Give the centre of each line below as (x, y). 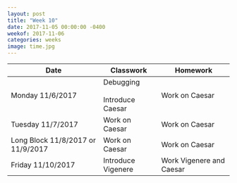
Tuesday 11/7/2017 (45, 124)
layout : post (26, 14)
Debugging (122, 82)
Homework (194, 70)
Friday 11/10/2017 (43, 165)
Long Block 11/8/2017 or (54, 140)
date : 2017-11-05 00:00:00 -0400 (56, 27)
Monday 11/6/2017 (44, 95)
